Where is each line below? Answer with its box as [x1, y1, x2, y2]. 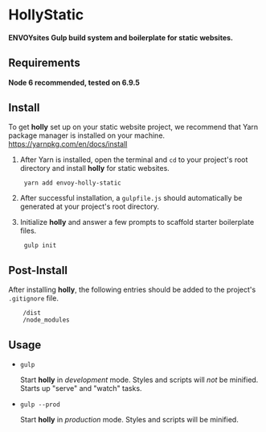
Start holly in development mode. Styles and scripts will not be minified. [19, 375, 259, 384]
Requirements [8, 56, 80, 70]
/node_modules [23, 316, 70, 324]
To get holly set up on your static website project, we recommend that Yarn [8, 123, 259, 132]
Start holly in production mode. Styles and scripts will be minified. [19, 415, 239, 425]
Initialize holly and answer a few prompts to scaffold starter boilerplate [19, 218, 255, 227]
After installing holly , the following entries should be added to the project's [8, 285, 256, 295]
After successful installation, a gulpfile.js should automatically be [19, 193, 243, 203]
